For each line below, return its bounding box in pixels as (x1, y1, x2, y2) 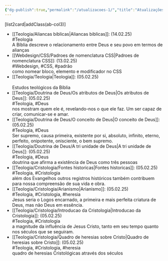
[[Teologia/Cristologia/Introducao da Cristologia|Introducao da (12, 207, 141, 213)
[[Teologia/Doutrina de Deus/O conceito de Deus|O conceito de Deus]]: (12, 116, 160, 122)
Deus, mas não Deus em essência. (12, 202, 84, 208)
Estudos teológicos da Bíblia (12, 84, 71, 91)
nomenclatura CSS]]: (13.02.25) (12, 57, 77, 63)
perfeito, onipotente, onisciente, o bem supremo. (12, 138, 113, 144)
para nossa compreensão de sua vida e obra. (12, 181, 106, 187)
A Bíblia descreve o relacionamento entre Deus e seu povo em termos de (12, 41, 163, 48)
